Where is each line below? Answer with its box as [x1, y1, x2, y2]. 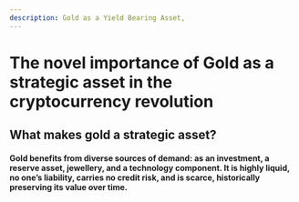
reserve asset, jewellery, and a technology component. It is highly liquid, [9, 162, 290, 173]
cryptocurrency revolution [9, 91, 214, 112]
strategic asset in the [9, 72, 173, 92]
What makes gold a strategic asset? [9, 127, 217, 143]
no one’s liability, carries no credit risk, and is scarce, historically [9, 172, 261, 183]
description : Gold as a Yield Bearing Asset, [9, 13, 185, 23]
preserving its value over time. [9, 181, 128, 192]
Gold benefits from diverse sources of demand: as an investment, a [9, 152, 270, 164]
